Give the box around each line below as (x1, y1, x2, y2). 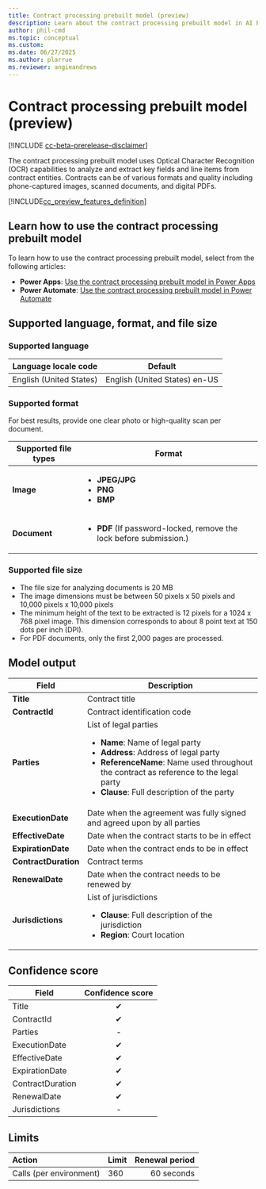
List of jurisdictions (86, 892, 158, 903)
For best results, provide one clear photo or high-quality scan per (8, 416, 222, 425)
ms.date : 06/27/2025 (8, 48, 77, 56)
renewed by (86, 878, 131, 889)
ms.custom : (8, 41, 44, 49)
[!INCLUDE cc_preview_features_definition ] (8, 196, 147, 206)
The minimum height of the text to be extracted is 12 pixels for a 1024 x (19, 608, 252, 617)
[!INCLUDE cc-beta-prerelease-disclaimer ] (8, 140, 148, 150)
